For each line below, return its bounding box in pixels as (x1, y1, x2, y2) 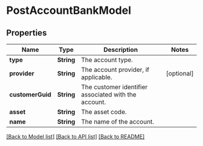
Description (103, 46, 138, 54)
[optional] (166, 69, 194, 77)
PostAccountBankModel (6, 4, 132, 17)
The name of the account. (81, 118, 155, 125)
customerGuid (9, 90, 51, 98)
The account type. (81, 56, 133, 64)
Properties (6, 28, 47, 38)
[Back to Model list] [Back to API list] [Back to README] (6, 133, 145, 140)
